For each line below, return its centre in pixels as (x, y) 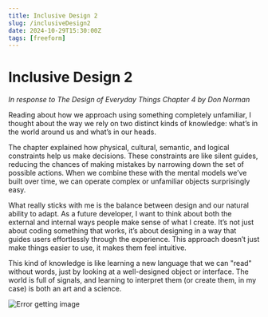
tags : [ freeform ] (37, 38)
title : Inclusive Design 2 (53, 16)
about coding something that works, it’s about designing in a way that (122, 231)
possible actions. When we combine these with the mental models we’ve (128, 173)
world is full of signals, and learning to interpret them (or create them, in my (132, 280)
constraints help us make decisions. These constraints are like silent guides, (133, 156)
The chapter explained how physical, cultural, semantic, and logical (119, 148)
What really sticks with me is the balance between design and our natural (129, 205)
